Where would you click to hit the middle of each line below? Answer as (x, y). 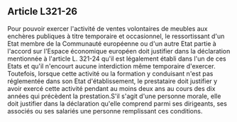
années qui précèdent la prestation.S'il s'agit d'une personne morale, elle (114, 96)
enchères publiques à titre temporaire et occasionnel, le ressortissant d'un (116, 36)
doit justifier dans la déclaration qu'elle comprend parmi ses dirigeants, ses (117, 103)
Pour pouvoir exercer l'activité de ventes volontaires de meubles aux (108, 28)
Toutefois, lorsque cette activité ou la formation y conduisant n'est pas (110, 73)
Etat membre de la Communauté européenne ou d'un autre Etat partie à (112, 43)
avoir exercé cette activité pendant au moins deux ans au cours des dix (111, 88)
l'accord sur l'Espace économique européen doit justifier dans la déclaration (119, 51)
